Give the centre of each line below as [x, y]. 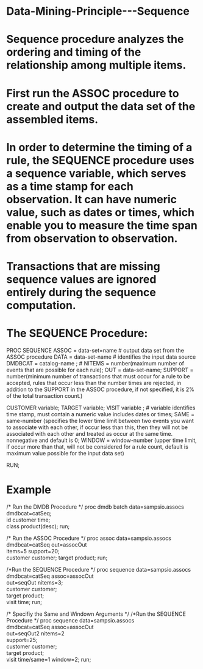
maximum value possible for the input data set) [66, 453]
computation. [41, 305]
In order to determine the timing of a [99, 147]
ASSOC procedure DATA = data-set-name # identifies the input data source [101, 357]
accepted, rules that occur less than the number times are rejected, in [94, 383]
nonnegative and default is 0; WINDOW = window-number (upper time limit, [101, 440]
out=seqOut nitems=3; [35, 582]
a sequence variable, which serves [96, 173]
